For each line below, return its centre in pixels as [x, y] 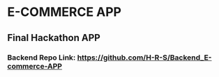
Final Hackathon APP [54, 38]
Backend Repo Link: [41, 58]
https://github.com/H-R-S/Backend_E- [144, 58]
